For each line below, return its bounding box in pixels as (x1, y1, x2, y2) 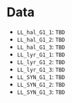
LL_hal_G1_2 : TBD (16, 35, 66, 43)
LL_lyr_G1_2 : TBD (16, 57, 66, 66)
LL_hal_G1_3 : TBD (16, 42, 66, 51)
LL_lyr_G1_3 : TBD (16, 65, 66, 73)
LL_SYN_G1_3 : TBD (16, 87, 66, 96)
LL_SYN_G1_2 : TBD (16, 80, 66, 88)
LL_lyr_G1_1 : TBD (16, 50, 66, 59)
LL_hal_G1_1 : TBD (16, 28, 66, 36)
